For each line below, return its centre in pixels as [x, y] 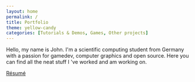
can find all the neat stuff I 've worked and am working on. [77, 62]
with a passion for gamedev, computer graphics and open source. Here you [97, 56]
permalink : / [22, 17]
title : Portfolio [27, 22]
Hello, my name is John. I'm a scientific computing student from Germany [95, 49]
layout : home [22, 11]
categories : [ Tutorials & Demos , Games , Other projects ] [77, 33]
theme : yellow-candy [31, 28]
